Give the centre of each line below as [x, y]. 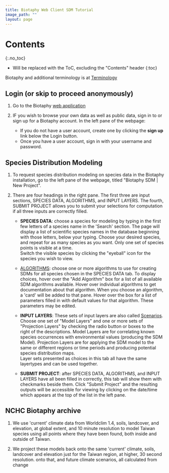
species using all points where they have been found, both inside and [84, 434]
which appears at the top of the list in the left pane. [73, 395]
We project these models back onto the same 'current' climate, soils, [84, 449]
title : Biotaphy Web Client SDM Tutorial [49, 10]
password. [31, 147]
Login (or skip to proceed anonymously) [69, 94]
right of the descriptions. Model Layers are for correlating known [87, 331]
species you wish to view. [47, 258]
